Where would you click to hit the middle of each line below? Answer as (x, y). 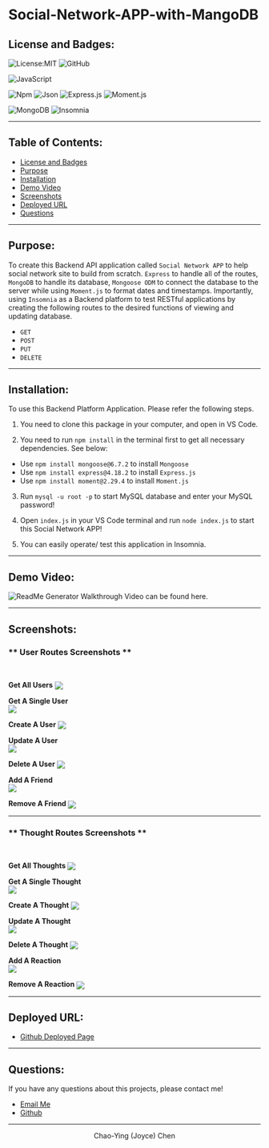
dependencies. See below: (64, 448)
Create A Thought (39, 905)
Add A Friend (31, 780)
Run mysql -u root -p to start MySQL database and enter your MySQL (137, 496)
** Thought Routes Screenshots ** (78, 833)
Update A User (33, 741)
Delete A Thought (38, 945)
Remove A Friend (37, 804)
